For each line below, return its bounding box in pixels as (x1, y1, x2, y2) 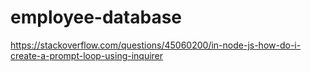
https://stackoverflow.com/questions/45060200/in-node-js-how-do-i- (10, 39, 302, 51)
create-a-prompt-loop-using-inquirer (10, 49, 164, 61)
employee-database (10, 6, 183, 29)
